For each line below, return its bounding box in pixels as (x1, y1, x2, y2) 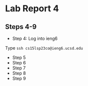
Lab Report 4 (5, 3, 59, 14)
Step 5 (12, 55, 26, 60)
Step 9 (12, 76, 26, 81)
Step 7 (12, 65, 26, 71)
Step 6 (12, 60, 26, 65)
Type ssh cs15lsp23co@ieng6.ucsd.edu (5, 45, 83, 51)
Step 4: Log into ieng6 (12, 35, 58, 41)
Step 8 (12, 70, 26, 76)
